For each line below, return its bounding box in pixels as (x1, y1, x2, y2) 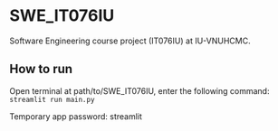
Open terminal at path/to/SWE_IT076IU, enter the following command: (9, 85, 270, 96)
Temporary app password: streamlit (9, 110, 143, 122)
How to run (9, 61, 73, 77)
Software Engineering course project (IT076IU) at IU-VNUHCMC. (9, 35, 251, 46)
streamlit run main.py (9, 95, 95, 104)
